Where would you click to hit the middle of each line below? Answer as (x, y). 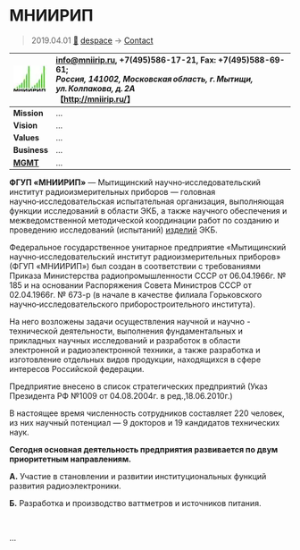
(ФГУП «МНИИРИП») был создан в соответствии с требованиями (135, 267)
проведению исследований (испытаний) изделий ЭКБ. (113, 230)
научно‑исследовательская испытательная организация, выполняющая (146, 201)
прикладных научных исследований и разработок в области (125, 341)
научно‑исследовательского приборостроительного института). (133, 304)
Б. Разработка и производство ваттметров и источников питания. (135, 503)
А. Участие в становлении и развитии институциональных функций (138, 477)
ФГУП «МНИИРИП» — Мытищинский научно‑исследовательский (135, 182)
